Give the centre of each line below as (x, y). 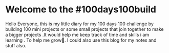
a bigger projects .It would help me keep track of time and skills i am (77, 34)
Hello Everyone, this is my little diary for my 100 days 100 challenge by (79, 24)
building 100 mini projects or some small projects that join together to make (84, 29)
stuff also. (16, 45)
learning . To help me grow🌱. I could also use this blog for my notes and (81, 40)
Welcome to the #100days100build (81, 10)
